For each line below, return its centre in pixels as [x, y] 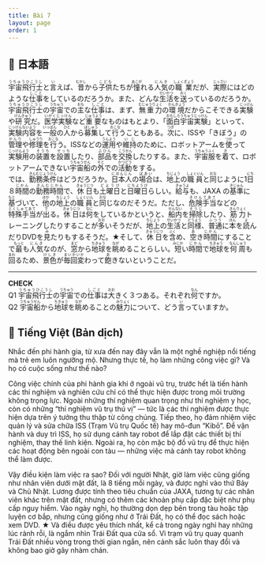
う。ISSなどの [80, 145]
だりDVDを [26, 237]
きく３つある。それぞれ [153, 295]
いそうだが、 [126, 225]
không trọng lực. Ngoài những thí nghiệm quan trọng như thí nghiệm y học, [130, 401]
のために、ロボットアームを [181, 145]
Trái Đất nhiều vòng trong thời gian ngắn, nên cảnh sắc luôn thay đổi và [124, 542]
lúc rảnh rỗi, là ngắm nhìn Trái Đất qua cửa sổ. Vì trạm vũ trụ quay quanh [126, 533]
